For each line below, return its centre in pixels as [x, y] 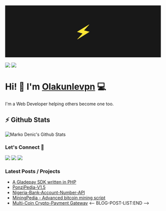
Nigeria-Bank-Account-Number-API [49, 193]
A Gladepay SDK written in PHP [44, 182]
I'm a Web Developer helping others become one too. [60, 104]
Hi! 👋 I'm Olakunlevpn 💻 [56, 87]
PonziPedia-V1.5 [29, 187]
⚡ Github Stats [28, 120]
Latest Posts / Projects [33, 171]
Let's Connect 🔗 [25, 147]
